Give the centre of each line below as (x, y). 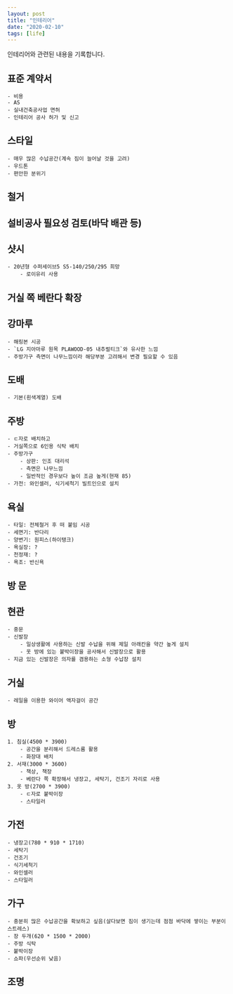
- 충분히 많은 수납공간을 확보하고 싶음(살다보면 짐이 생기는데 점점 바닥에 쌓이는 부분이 (116, 921)
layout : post (26, 14)
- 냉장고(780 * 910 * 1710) (46, 843)
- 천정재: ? (22, 555)
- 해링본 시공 (24, 341)
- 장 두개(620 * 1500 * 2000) (49, 936)
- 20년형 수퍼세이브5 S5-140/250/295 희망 (64, 267)
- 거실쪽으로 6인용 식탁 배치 (43, 447)
